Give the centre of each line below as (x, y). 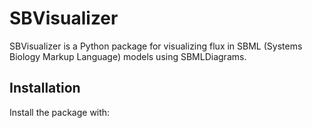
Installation (45, 88)
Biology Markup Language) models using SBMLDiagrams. (128, 56)
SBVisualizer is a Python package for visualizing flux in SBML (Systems (156, 46)
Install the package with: (60, 112)
